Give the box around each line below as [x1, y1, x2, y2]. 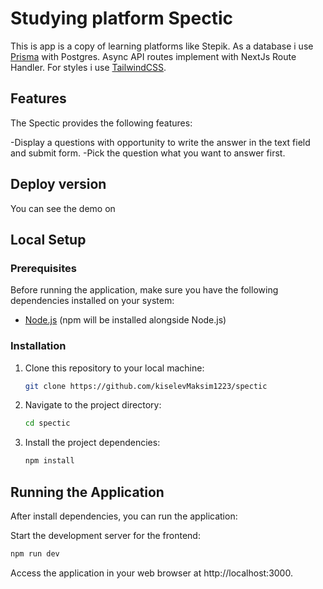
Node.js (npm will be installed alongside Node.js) [24, 314, 227, 326]
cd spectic [24, 418, 71, 429]
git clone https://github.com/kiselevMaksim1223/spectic [24, 381, 268, 391]
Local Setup [10, 231, 87, 248]
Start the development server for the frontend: [10, 529, 201, 541]
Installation [10, 339, 67, 353]
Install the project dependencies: [24, 437, 161, 449]
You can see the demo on [10, 202, 116, 214]
